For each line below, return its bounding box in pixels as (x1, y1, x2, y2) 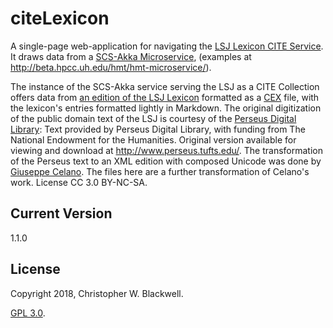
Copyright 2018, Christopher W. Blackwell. (10, 287, 184, 299)
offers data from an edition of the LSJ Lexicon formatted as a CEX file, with (10, 91, 320, 103)
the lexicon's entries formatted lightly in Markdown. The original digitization (10, 102, 322, 114)
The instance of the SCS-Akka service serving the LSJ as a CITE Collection (10, 80, 320, 92)
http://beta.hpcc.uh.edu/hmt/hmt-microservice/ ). (10, 61, 212, 73)
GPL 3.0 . (10, 307, 46, 319)
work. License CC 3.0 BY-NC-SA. (10, 176, 148, 188)
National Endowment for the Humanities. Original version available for (10, 133, 297, 146)
